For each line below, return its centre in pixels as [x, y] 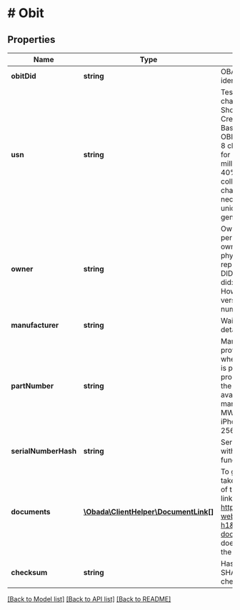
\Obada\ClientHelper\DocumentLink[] [149, 512]
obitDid [24, 76]
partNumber [32, 386]
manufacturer [35, 325]
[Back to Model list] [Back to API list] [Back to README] [89, 599]
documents [31, 512]
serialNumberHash [44, 451]
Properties [31, 40]
